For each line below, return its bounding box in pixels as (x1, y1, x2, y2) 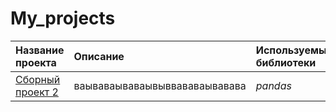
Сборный (15, 72, 61, 86)
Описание (73, 49, 125, 63)
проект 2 (15, 85, 59, 99)
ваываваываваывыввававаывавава (73, 78, 247, 92)
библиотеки (255, 55, 317, 69)
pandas (255, 78, 292, 92)
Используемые (255, 43, 333, 57)
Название (15, 43, 65, 57)
